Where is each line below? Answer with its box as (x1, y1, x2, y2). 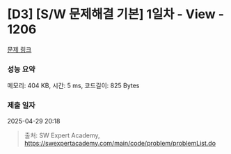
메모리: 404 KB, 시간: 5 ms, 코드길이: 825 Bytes (7, 81, 140, 90)
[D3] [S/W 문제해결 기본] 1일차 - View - (7, 6, 225, 22)
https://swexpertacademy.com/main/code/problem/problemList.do (24, 139, 216, 147)
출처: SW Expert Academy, (24, 131, 100, 139)
